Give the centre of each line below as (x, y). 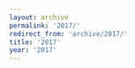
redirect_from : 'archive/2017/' (68, 34)
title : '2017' (35, 42)
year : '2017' (33, 50)
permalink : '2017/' (45, 26)
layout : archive (39, 17)
